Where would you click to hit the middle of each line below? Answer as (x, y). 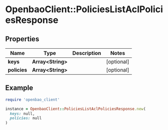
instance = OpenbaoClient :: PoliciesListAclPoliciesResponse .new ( (75, 109)
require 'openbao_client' (32, 100)
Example (19, 88)
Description (87, 53)
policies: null (26, 118)
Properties (22, 39)
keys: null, (23, 113)
